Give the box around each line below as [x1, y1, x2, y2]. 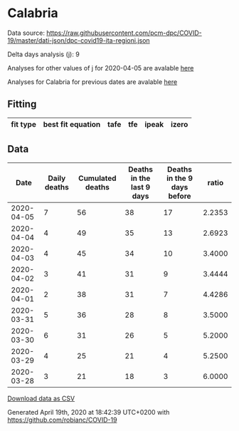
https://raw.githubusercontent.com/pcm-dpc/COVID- [46, 28, 203, 37]
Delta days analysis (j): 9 [7, 50, 80, 58]
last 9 [130, 182, 151, 192]
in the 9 [166, 173, 193, 183]
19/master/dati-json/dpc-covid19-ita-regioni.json [7, 36, 151, 44]
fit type [11, 119, 37, 129]
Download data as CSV [7, 394, 75, 403]
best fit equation [43, 119, 101, 129]
